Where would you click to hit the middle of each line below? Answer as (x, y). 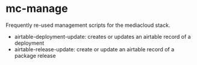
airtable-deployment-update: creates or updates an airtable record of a (102, 36)
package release (35, 55)
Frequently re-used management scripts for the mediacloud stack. (88, 25)
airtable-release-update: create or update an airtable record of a (94, 49)
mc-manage (37, 9)
